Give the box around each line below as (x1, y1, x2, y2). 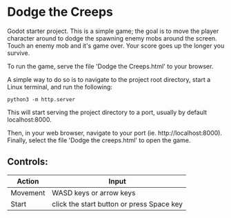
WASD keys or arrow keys (51, 188, 136, 197)
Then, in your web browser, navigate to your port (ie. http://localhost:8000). (7, 129, 223, 137)
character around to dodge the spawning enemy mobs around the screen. (7, 34, 217, 42)
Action (17, 176, 39, 186)
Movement (10, 188, 46, 197)
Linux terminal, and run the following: (7, 83, 112, 91)
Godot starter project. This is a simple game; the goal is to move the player (7, 27, 219, 35)
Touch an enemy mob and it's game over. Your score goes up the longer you (7, 41, 225, 50)
